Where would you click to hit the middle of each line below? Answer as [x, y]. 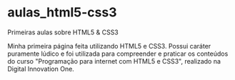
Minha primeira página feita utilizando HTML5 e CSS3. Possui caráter [109, 46]
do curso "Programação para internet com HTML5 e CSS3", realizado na [114, 61]
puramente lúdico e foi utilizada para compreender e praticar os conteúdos [118, 54]
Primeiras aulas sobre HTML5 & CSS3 [63, 32]
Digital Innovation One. [41, 69]
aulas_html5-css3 [62, 12]
